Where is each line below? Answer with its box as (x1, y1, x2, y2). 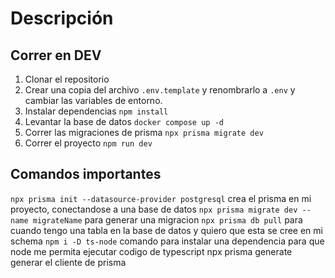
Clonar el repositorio (24, 73, 110, 85)
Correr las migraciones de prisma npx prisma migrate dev (24, 127, 264, 138)
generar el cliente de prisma (10, 256, 127, 268)
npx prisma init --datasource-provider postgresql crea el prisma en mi (10, 192, 312, 204)
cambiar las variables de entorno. (24, 95, 163, 106)
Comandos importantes (10, 166, 162, 183)
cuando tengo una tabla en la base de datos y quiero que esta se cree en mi (10, 224, 323, 236)
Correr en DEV (10, 47, 102, 64)
